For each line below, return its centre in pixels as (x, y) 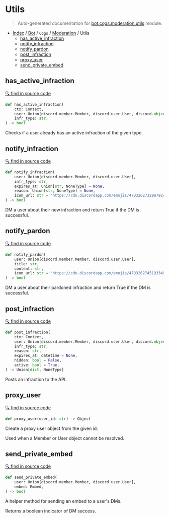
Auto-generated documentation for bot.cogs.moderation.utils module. (90, 23)
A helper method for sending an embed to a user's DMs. (63, 501)
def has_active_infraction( (35, 104)
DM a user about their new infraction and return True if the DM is (72, 210)
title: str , (27, 264)
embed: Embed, (29, 487)
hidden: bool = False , (38, 360)
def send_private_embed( (31, 477)
